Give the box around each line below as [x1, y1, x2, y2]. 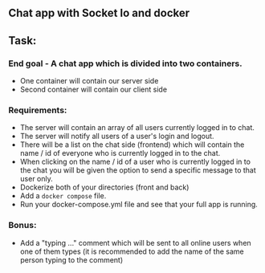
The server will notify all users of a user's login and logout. [19, 132, 214, 141]
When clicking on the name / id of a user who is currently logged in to [19, 157, 251, 167]
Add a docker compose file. [19, 191, 107, 201]
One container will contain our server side [19, 76, 159, 86]
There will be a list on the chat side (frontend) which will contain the [19, 140, 245, 149]
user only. [19, 174, 54, 184]
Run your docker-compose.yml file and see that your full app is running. [19, 200, 259, 210]
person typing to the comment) [19, 255, 124, 264]
